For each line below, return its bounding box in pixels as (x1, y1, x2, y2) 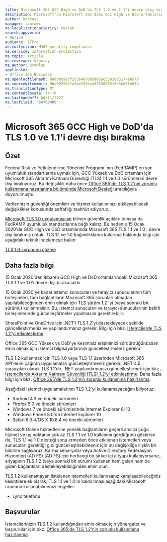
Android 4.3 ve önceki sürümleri (12, 395, 78, 401)
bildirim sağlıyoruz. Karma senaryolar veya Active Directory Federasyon (5, 447, 152, 453)
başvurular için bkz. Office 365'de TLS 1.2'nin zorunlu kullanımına (5, 526, 139, 532)
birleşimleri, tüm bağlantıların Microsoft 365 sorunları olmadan (5, 294, 133, 300)
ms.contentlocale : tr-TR (5, 91, 57, 96)
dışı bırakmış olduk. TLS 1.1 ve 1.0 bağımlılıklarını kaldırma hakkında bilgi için (5, 232, 160, 238)
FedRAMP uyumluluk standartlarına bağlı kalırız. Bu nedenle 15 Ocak (5, 221, 145, 227)
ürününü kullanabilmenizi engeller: (5, 483, 76, 489)
